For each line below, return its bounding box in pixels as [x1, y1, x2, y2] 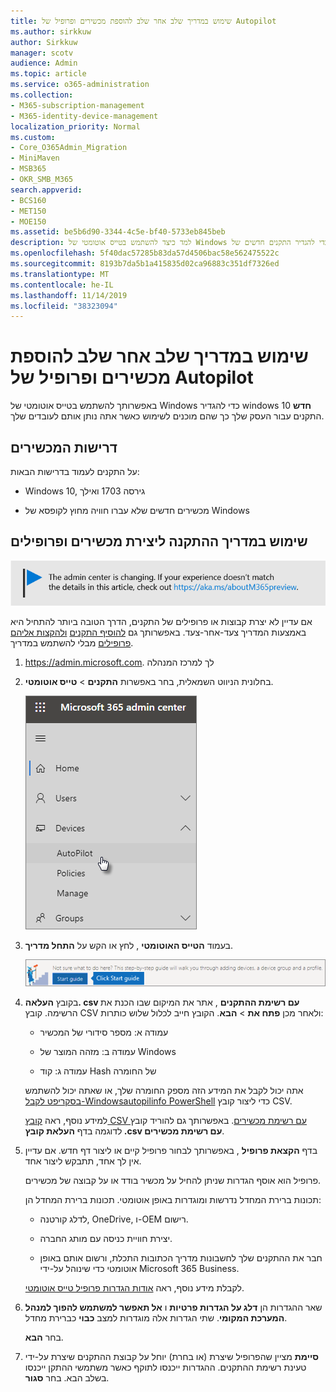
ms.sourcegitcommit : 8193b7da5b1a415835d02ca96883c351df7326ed [10, 259, 280, 269]
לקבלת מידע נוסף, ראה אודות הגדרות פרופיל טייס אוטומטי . [24, 1281, 245, 1294]
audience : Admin [10, 58, 78, 69]
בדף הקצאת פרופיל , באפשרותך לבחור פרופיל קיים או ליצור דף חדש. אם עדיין [24, 1144, 318, 1156]
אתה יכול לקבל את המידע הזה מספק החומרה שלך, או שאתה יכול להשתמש [24, 1084, 304, 1096]
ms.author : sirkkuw [10, 26, 92, 37]
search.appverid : [10, 185, 83, 195]
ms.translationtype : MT [10, 269, 110, 279]
